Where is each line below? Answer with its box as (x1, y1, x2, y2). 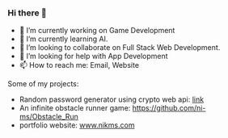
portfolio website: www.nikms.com (19, 120, 135, 130)
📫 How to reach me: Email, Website (19, 61, 139, 70)
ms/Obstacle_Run (19, 112, 78, 122)
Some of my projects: (7, 79, 79, 89)
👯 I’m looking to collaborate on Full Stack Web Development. (19, 43, 221, 52)
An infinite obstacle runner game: (19, 103, 131, 113)
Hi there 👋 (7, 7, 48, 19)
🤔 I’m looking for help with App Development (19, 52, 168, 61)
